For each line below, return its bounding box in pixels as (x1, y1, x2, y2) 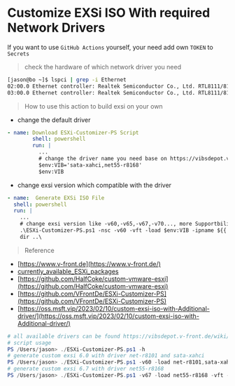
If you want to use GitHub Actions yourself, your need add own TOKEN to (7, 43, 213, 51)
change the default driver (17, 116, 91, 124)
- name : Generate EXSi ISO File (7, 194, 105, 201)
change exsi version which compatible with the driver (17, 181, 172, 189)
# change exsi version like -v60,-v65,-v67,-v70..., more (20, 221, 192, 228)
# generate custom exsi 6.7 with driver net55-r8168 (7, 366, 164, 373)
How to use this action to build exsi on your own (24, 102, 163, 110)
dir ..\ (20, 233, 42, 240)
